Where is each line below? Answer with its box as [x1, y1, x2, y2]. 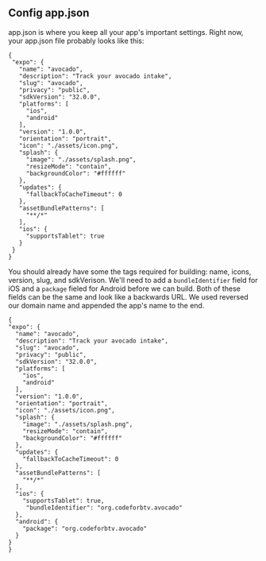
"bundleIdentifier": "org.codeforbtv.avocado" [25, 504, 183, 512]
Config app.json [8, 6, 90, 20]
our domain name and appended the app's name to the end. [8, 300, 205, 310]
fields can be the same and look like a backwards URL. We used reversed [8, 292, 249, 301]
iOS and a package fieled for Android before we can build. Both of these [8, 284, 241, 293]
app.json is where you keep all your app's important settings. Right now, [8, 27, 244, 37]
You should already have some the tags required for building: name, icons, [8, 266, 252, 277]
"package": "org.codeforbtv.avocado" [22, 524, 148, 532]
